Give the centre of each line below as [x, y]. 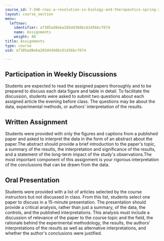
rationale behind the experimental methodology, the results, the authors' [78, 222]
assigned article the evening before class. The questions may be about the [80, 102]
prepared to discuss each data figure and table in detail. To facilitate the [77, 91]
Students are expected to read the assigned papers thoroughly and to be [78, 86]
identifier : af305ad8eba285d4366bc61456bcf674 [62, 28]
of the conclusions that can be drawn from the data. [57, 165]
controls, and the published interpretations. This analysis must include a [77, 212]
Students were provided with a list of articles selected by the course [73, 192]
